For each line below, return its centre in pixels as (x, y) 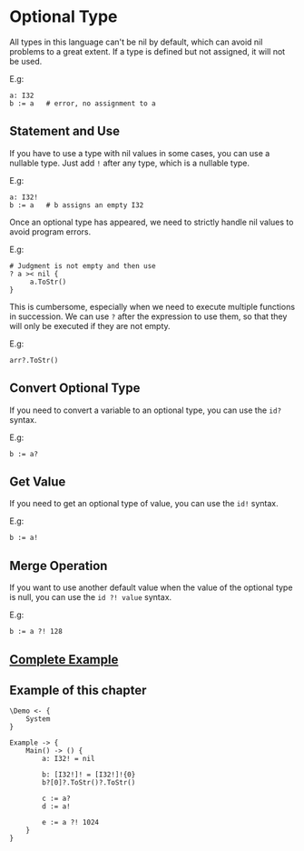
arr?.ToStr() (34, 360)
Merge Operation (59, 566)
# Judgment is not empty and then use (83, 265)
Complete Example (64, 660)
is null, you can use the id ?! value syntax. (91, 597)
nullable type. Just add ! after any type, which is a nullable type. (130, 163)
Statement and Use (65, 131)
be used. (26, 61)
